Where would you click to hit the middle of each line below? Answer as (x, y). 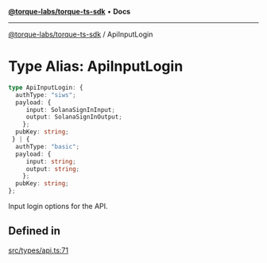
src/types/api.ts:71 (39, 250)
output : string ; (53, 169)
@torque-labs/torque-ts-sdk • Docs (70, 12)
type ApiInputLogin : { (46, 87)
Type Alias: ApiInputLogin (96, 66)
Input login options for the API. (58, 207)
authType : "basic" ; (48, 146)
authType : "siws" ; (46, 95)
